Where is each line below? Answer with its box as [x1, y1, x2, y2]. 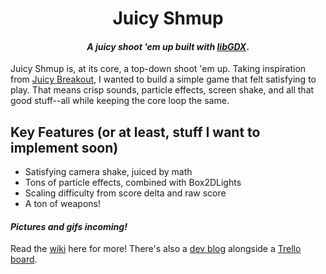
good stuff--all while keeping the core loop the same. [10, 95, 230, 107]
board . [10, 253, 38, 266]
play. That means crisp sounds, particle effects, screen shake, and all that [10, 84, 315, 96]
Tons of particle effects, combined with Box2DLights [24, 177, 242, 189]
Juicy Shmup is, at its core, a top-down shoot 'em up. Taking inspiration [10, 63, 307, 75]
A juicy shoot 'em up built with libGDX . [86, 40, 250, 52]
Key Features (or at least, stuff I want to [10, 123, 261, 141]
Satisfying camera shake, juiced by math [24, 166, 193, 178]
